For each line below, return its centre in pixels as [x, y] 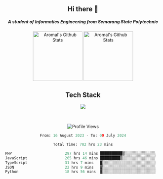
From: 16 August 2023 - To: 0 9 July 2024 [83, 136]
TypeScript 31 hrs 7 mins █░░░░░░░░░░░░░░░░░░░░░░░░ [80, 163]
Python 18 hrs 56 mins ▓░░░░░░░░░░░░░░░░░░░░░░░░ [80, 172]
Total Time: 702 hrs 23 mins [83, 145]
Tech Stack [83, 95]
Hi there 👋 [83, 9]
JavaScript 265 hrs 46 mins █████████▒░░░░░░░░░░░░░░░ [80, 158]
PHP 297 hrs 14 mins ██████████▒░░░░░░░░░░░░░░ [80, 153]
